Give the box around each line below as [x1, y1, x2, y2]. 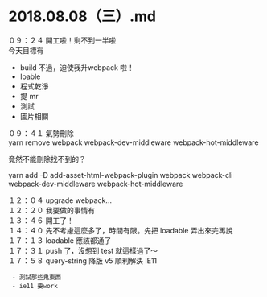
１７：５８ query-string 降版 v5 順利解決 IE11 [8, 255, 158, 266]
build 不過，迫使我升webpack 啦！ [19, 62, 135, 72]
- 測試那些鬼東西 [11, 273, 62, 282]
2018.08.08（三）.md [8, 7, 157, 26]
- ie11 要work [11, 282, 58, 290]
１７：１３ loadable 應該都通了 [8, 235, 112, 245]
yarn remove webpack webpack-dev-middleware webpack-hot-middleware [8, 138, 259, 147]
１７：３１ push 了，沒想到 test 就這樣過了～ [8, 245, 158, 255]
